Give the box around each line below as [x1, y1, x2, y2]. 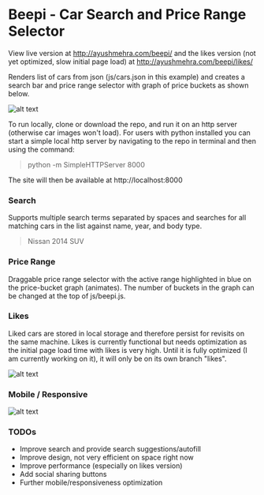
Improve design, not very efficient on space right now [19, 452, 195, 463]
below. [8, 88, 30, 98]
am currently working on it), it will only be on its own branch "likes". [8, 354, 227, 363]
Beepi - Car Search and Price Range [8, 6, 247, 24]
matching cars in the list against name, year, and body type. [8, 221, 203, 231]
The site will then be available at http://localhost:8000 [8, 175, 183, 185]
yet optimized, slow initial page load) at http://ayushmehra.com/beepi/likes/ [8, 57, 254, 66]
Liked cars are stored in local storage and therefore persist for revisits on [8, 328, 245, 338]
